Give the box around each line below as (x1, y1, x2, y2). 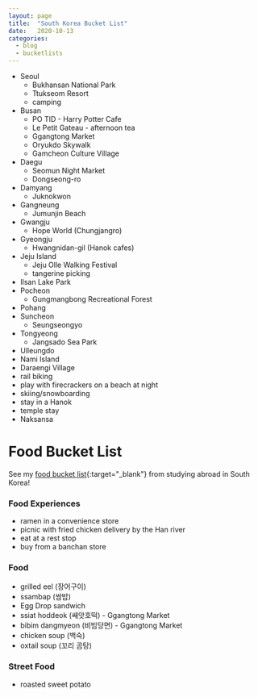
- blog (15, 42, 38, 50)
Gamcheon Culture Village (31, 148, 119, 158)
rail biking (19, 372, 53, 381)
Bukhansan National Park (31, 80, 116, 90)
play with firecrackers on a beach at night (19, 380, 159, 390)
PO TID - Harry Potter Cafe (31, 115, 123, 123)
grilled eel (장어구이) (19, 582, 87, 591)
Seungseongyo (31, 320, 83, 329)
